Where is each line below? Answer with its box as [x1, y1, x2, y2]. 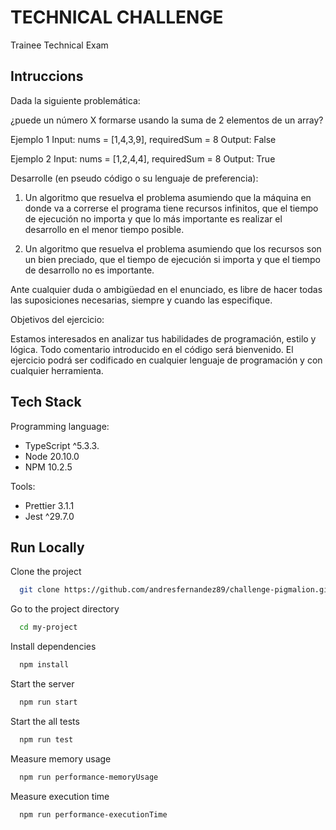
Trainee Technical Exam [10, 39, 109, 51]
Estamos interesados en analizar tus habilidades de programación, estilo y [10, 332, 317, 345]
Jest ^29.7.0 [24, 510, 75, 522]
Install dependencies [10, 641, 97, 653]
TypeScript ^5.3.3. [24, 439, 100, 451]
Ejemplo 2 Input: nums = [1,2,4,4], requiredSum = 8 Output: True [10, 152, 276, 165]
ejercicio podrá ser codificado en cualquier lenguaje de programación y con [10, 354, 323, 366]
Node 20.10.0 [24, 450, 80, 462]
